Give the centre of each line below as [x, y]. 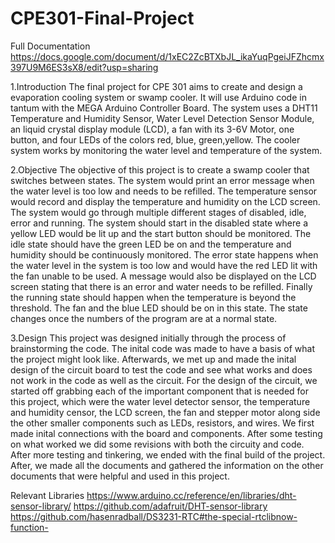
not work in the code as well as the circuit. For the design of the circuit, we [164, 380]
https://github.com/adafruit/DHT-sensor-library [170, 506]
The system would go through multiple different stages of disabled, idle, [158, 212]
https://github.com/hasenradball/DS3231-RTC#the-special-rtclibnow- [154, 516]
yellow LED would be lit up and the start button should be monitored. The [161, 233]
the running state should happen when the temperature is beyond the [153, 297]
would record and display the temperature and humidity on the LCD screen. [165, 201]
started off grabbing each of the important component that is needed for [160, 391]
